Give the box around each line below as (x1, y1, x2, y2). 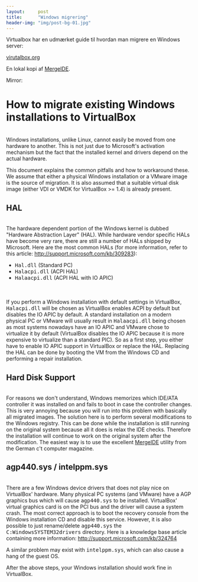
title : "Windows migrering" (6, 14, 89, 20)
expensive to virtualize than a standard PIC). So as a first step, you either (6, 336, 184, 343)
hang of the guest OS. (6, 552, 60, 559)
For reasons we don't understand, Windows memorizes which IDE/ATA (6, 394, 178, 401)
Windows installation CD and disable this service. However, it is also (6, 515, 172, 523)
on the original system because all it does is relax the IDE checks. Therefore (6, 426, 191, 433)
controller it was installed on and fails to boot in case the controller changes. (6, 400, 192, 407)
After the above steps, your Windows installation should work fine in (6, 564, 173, 571)
